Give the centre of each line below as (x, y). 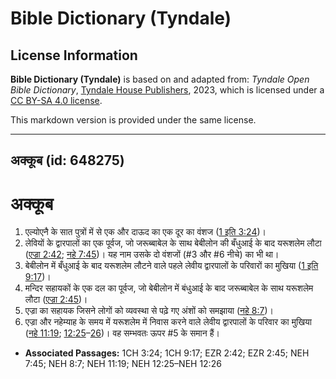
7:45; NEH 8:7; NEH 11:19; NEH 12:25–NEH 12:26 (123, 364)
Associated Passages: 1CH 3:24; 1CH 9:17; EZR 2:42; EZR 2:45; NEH (167, 353)
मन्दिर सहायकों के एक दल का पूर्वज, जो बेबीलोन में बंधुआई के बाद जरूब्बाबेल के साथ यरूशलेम (169, 288)
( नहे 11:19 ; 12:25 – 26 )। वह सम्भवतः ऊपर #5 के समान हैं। (122, 333)
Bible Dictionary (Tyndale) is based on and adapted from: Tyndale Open (160, 79)
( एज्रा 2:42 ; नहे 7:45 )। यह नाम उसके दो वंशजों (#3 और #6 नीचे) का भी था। (152, 254)
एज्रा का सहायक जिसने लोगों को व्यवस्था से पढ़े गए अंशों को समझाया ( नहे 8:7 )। (149, 311)
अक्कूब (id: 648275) (67, 160)
